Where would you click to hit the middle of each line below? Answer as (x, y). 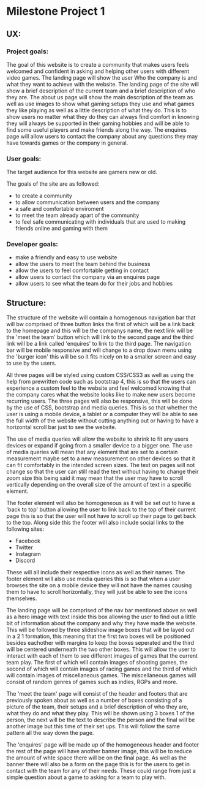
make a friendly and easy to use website (66, 257)
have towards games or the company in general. (67, 143)
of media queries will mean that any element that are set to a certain (92, 452)
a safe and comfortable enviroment (59, 209)
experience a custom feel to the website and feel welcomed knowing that (99, 388)
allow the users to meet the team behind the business (83, 264)
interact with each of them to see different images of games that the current (102, 656)
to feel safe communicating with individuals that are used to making (100, 222)
